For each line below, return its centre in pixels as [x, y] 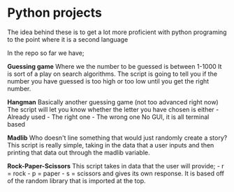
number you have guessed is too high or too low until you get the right [108, 81]
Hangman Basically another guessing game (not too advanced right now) [113, 102]
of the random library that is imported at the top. [76, 181]
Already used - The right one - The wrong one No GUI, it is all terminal [108, 117]
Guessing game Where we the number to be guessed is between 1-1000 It [115, 66]
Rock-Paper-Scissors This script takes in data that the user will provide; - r [116, 166]
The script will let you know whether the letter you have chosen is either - [113, 109]
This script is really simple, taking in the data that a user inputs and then [111, 145]
